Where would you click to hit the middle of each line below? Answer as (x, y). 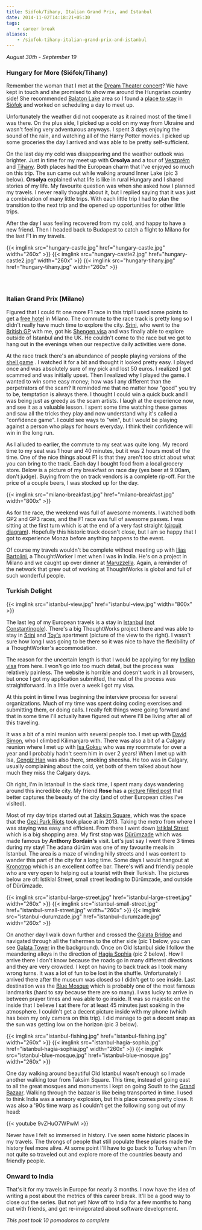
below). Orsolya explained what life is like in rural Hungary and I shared (95, 180)
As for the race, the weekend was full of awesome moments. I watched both (101, 512)
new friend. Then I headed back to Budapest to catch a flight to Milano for (98, 230)
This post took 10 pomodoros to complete (58, 1220)
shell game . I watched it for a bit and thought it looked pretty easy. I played (100, 362)
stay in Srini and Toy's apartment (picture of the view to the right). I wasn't (99, 635)
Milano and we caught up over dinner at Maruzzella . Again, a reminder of (97, 563)
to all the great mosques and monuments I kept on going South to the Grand (101, 1086)
